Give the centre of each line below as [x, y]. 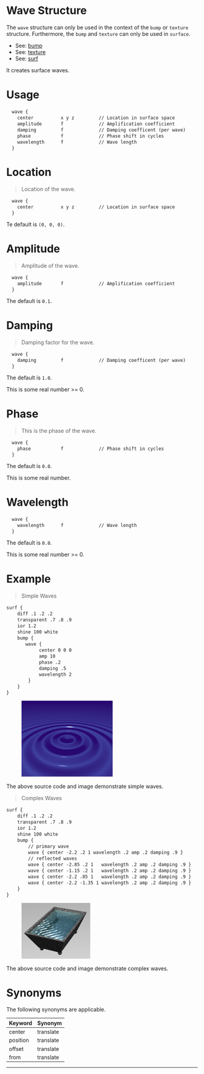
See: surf [26, 58]
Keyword [20, 1023]
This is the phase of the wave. [59, 430]
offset [16, 1049]
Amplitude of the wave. [50, 265]
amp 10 [47, 656]
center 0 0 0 [55, 650]
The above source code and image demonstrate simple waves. [85, 786]
